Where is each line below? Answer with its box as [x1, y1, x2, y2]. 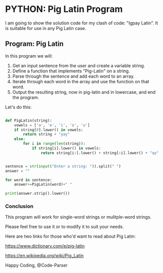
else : [14, 136, 26, 141]
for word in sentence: [5, 177, 52, 182]
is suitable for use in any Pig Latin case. [5, 25, 86, 31]
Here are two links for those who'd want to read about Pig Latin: [5, 233, 136, 240]
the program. [12, 94, 39, 100]
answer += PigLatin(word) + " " [14, 182, 72, 187]
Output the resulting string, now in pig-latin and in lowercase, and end [12, 89, 156, 95]
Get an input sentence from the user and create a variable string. [12, 62, 145, 68]
